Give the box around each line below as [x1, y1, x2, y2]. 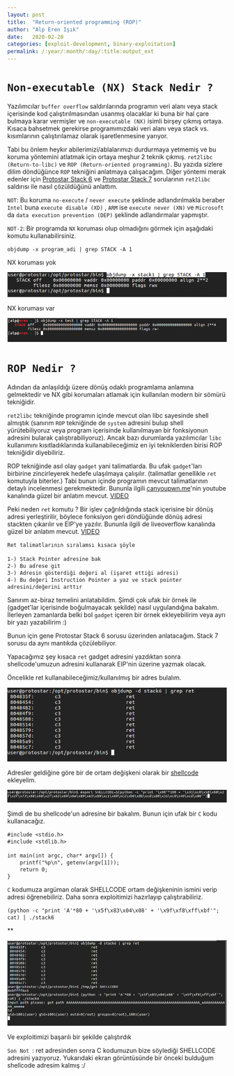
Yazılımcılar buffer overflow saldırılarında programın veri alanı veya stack [7, 102, 218, 110]
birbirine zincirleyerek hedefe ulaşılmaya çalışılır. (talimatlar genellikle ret [7, 469, 217, 477]
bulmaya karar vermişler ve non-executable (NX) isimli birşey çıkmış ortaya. [7, 117, 224, 125]
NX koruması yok [7, 258, 56, 267]
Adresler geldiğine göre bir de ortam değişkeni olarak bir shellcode [7, 768, 199, 777]
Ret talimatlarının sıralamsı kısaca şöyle [7, 541, 136, 548]
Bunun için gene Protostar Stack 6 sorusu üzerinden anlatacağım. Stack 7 [7, 632, 219, 640]
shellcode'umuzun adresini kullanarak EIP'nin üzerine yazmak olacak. [7, 659, 207, 668]
